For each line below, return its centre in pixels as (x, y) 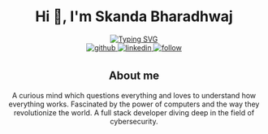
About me (134, 76)
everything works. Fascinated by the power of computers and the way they (134, 104)
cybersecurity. (134, 121)
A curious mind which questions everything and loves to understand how (134, 95)
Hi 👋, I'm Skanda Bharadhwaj (134, 17)
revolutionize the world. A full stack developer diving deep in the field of (134, 112)
